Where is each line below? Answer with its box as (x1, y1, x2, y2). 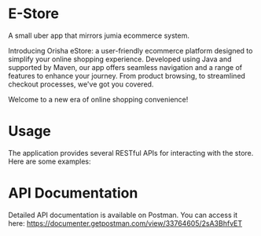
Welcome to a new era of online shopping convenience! (8, 94, 189, 104)
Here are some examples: (8, 157, 92, 166)
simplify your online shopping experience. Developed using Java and (8, 54, 232, 64)
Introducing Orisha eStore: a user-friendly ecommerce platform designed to (8, 46, 253, 55)
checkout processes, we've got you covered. (8, 79, 154, 89)
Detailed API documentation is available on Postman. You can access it (8, 210, 238, 219)
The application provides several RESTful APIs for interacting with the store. (8, 148, 254, 157)
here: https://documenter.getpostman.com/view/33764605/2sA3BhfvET (8, 218, 243, 228)
